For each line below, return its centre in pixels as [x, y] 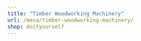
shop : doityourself [36, 26]
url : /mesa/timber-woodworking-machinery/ [70, 20]
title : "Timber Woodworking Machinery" [66, 14]
